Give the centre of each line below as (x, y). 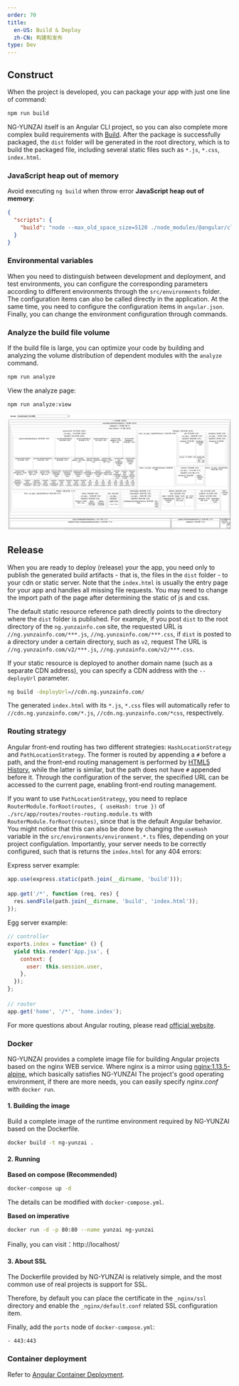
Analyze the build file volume (59, 332)
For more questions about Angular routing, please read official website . (111, 1025)
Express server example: (44, 865)
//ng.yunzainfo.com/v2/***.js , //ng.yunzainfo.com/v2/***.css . (101, 649)
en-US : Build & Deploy (47, 30)
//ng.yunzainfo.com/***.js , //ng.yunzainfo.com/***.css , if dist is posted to (119, 634)
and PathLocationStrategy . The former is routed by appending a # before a (117, 755)
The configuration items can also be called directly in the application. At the (118, 299)
